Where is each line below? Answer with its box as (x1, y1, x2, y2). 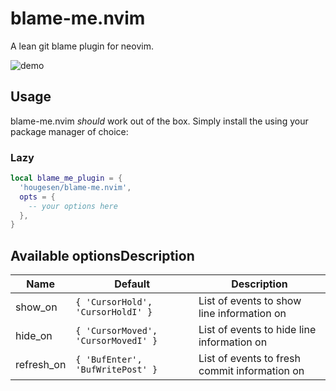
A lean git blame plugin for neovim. (10, 40, 154, 52)
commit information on (198, 364, 305, 378)
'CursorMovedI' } (75, 335, 158, 347)
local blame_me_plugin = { (10, 173, 123, 184)
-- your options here (28, 201, 118, 211)
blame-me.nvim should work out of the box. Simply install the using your (10, 115, 309, 127)
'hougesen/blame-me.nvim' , (19, 182, 132, 192)
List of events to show (198, 294, 302, 308)
